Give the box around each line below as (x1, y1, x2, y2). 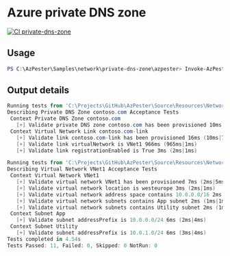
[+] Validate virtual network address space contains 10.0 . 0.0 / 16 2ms (16, 191, 222, 198)
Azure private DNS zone (7, 5, 146, 21)
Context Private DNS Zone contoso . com (10, 115, 121, 123)
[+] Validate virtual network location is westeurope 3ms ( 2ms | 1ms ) (16, 185, 216, 192)
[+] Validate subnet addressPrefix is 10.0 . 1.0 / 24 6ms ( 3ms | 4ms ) (16, 229, 207, 237)
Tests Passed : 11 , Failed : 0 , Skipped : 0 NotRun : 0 (7, 242, 157, 249)
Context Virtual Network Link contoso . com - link (10, 128, 149, 135)
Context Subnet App (10, 210, 66, 217)
